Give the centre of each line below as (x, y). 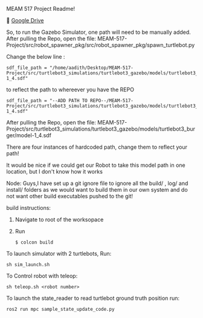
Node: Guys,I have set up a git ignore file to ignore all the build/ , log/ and (97, 183)
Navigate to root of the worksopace (59, 219)
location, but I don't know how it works (54, 171)
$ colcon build (34, 242)
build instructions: (29, 208)
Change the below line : (36, 57)
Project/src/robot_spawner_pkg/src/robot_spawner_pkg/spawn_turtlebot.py (101, 45)
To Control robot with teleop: (42, 276)
